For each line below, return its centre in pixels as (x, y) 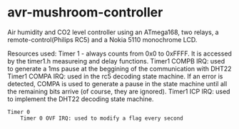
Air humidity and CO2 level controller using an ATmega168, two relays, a (113, 32)
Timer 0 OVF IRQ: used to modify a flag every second (102, 118)
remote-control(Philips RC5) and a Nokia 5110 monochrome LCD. (102, 39)
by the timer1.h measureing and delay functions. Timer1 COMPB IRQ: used (116, 61)
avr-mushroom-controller (85, 12)
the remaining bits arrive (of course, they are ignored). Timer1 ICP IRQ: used (119, 91)
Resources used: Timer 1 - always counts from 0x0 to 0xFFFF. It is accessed (119, 53)
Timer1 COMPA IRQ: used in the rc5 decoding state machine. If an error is (115, 76)
